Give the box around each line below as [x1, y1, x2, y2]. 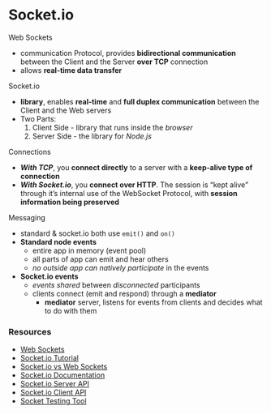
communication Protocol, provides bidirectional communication [19, 48, 237, 58]
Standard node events [19, 237, 97, 246]
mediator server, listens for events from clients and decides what [44, 297, 263, 307]
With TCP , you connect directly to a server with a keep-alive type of [19, 162, 253, 172]
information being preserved [19, 197, 120, 207]
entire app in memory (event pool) [32, 245, 147, 255]
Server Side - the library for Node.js [32, 131, 153, 141]
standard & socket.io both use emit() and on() [19, 228, 176, 238]
